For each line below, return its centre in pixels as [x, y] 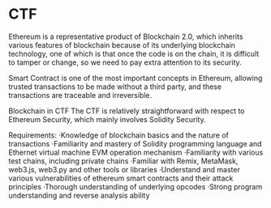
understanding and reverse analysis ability [79, 195]
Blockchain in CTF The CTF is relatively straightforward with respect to [127, 111]
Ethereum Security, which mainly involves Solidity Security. [107, 119]
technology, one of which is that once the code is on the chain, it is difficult [134, 53]
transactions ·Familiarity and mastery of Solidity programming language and [135, 143]
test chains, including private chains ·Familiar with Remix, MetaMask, [123, 161]
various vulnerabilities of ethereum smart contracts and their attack [121, 178]
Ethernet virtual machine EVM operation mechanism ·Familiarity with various [136, 152]
